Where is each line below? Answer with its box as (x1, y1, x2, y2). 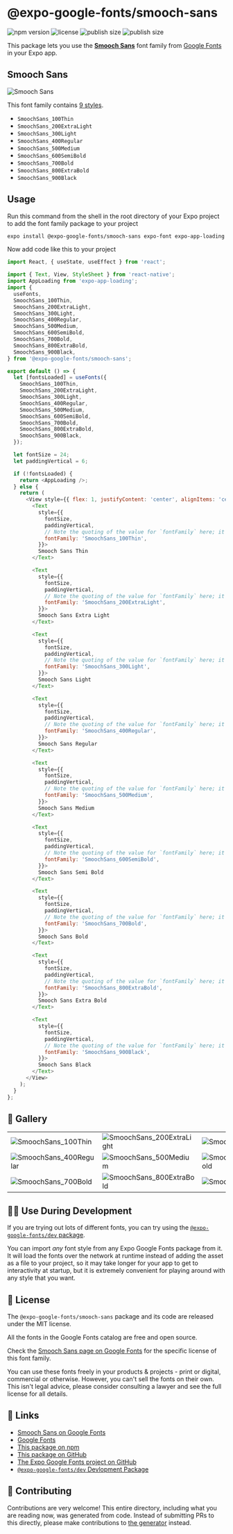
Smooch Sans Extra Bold (37, 997, 107, 1005)
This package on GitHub (17, 1450, 87, 1458)
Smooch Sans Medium (37, 805, 95, 811)
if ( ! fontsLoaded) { (13, 470, 73, 477)
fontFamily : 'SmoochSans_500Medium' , (44, 792, 154, 799)
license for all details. (7, 1389, 68, 1398)
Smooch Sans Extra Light (37, 612, 110, 619)
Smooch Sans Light (37, 676, 92, 684)
